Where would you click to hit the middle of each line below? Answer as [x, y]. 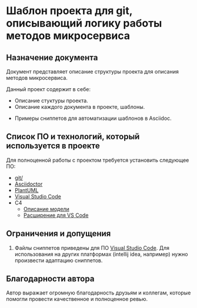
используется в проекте [53, 146]
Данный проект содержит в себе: [49, 89]
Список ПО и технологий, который [73, 137]
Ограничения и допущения [59, 234]
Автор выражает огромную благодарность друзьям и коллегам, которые [98, 293]
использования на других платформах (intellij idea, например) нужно [101, 254]
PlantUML [26, 190]
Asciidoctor [29, 184]
